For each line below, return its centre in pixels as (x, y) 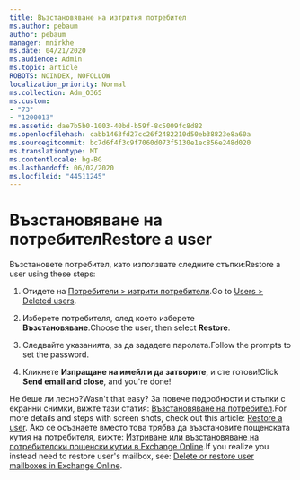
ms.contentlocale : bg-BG (56, 159)
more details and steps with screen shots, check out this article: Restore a (146, 418)
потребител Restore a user (111, 240)
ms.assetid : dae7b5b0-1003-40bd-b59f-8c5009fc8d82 (106, 127)
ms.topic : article (44, 68)
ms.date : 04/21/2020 (48, 51)
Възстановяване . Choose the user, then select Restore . (126, 327)
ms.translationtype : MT (54, 151)
